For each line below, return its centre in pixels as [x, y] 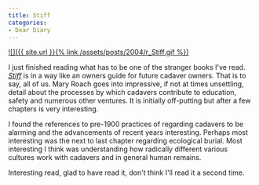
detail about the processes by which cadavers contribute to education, [122, 92]
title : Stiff [29, 15]
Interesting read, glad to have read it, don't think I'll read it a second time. [126, 172]
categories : [27, 23]
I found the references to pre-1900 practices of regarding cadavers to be [126, 124]
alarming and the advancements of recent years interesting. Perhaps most [128, 132]
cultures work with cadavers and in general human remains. [105, 158]
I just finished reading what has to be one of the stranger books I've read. [127, 67]
